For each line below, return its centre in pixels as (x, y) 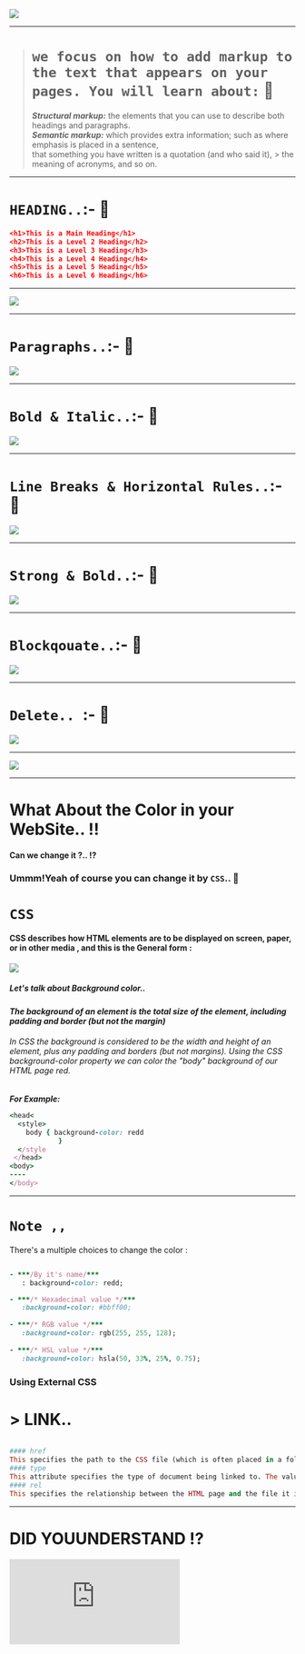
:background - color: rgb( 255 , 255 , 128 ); (99, 1333)
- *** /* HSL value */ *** (56, 1350)
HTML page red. (40, 1071)
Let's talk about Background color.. (78, 988)
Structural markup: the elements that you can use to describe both (158, 115)
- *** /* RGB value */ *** (56, 1325)
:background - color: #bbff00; (76, 1308)
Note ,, (38, 1226)
